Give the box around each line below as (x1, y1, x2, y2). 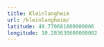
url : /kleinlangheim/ (7, 17, 70, 23)
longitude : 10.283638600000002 (7, 29, 98, 37)
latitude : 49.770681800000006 (7, 23, 95, 30)
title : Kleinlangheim (7, 10, 70, 17)
